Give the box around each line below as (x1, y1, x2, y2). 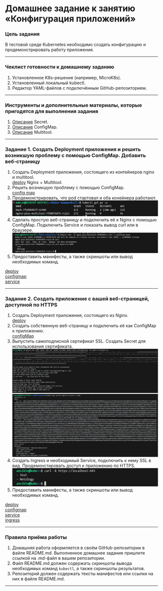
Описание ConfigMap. (12, 124, 58, 130)
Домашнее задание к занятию (5, 3, 136, 14)
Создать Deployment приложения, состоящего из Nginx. (12, 313, 129, 318)
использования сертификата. (12, 344, 73, 350)
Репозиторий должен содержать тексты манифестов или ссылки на (12, 571, 154, 577)
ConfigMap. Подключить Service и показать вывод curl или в (12, 222, 138, 228)
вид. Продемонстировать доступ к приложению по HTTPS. (12, 462, 136, 468)
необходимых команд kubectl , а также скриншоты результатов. (12, 566, 145, 572)
